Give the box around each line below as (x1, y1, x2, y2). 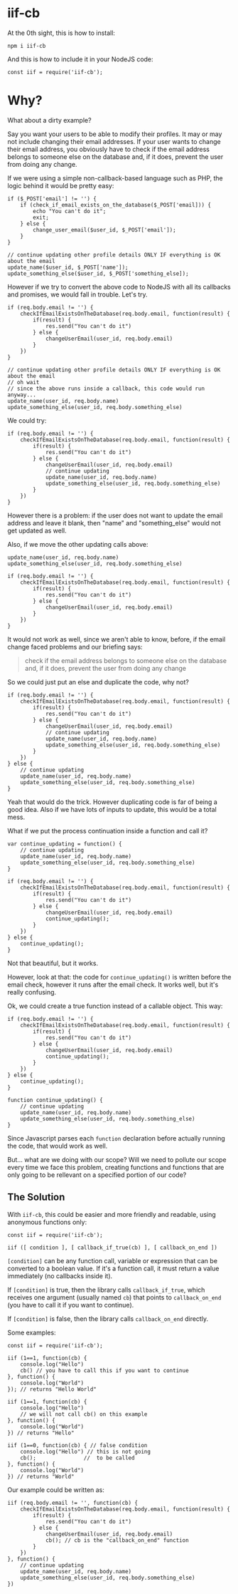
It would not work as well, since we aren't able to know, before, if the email (7, 634, 226, 643)
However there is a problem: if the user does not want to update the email (7, 511, 223, 520)
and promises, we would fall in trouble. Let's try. (7, 290, 148, 299)
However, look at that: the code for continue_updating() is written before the (7, 972, 232, 981)
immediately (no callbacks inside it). (7, 1271, 113, 1280)
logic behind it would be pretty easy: (7, 181, 114, 190)
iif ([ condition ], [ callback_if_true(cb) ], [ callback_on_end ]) (7, 1244, 218, 1251)
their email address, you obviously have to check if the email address (7, 145, 210, 153)
